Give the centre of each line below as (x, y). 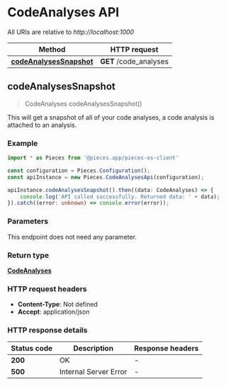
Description (94, 348)
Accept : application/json (53, 312)
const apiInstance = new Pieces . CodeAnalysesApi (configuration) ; (106, 177)
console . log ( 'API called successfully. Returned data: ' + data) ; (120, 197)
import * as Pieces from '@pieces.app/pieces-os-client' (93, 158)
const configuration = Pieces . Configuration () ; (79, 171)
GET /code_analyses (134, 61)
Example (23, 143)
